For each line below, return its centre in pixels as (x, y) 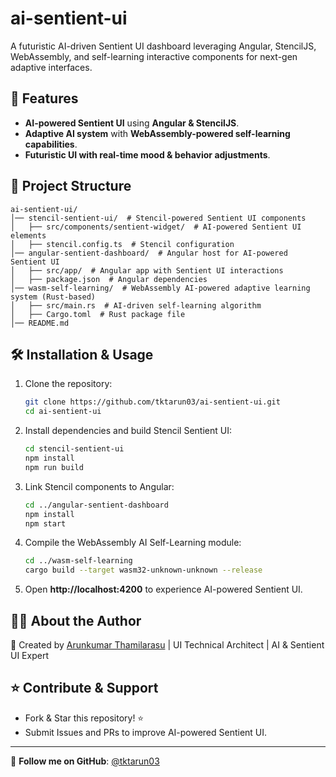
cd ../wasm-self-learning (78, 561)
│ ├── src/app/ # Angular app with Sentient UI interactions (147, 270)
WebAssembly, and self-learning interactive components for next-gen (154, 56)
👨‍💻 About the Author (76, 620)
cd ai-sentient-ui (63, 412)
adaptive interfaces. (51, 67)
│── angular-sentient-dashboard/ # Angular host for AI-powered (149, 253)
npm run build (54, 467)
